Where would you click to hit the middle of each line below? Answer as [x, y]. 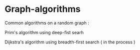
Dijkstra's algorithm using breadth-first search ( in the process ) [70, 42]
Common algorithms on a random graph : [47, 23]
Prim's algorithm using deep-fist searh [44, 32]
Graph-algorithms [43, 9]
